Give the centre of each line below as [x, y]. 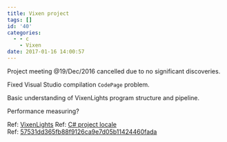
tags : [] [20, 20]
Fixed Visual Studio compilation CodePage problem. [78, 84]
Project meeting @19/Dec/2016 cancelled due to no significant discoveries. [114, 71]
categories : [24, 33]
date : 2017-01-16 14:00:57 [46, 52]
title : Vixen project [38, 13]
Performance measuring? [43, 111]
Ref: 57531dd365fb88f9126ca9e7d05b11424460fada [82, 132]
